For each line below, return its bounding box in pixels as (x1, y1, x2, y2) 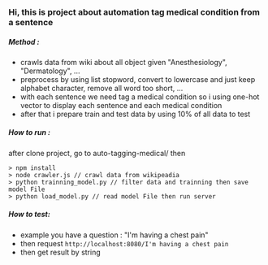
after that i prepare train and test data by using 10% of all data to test (19, 109, 251, 119)
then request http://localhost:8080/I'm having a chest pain (19, 238, 229, 248)
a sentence (8, 16, 54, 28)
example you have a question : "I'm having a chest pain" (19, 230, 209, 240)
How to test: (8, 210, 50, 219)
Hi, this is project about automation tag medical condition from (8, 7, 260, 18)
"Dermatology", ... (19, 66, 80, 76)
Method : (8, 37, 40, 46)
